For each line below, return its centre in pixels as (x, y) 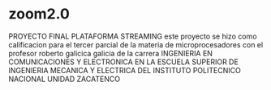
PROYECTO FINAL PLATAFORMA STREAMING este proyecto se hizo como (133, 36)
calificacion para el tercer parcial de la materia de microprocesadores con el (136, 44)
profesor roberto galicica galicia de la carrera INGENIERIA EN (111, 53)
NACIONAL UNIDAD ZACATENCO (64, 79)
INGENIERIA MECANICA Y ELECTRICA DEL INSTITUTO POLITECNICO (125, 70)
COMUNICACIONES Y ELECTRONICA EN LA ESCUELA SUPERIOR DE (124, 62)
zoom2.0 (39, 14)
